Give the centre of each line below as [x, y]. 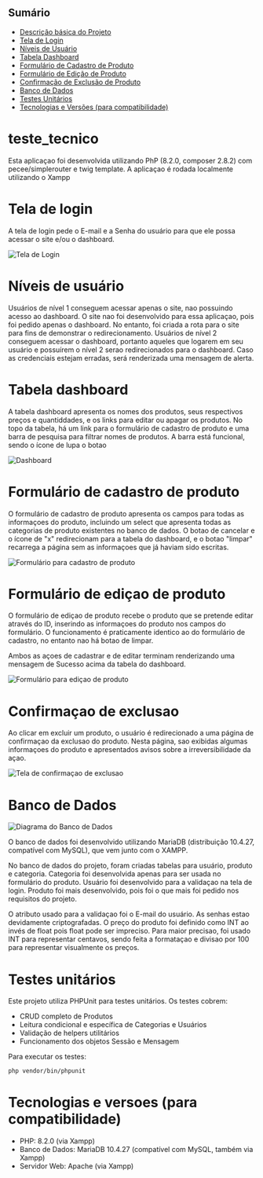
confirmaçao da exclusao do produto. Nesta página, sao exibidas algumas [128, 741]
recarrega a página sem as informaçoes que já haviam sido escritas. [119, 547]
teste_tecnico [54, 139]
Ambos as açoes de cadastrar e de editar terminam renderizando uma [122, 656]
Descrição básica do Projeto [65, 31]
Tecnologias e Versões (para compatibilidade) [94, 107]
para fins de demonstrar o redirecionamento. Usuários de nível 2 [113, 332]
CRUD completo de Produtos [66, 1016]
